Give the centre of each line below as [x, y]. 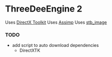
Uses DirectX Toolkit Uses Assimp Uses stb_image [56, 22]
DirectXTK [30, 50]
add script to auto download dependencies [56, 45]
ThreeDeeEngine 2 [44, 9]
